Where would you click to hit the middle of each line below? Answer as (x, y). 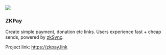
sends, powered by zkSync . (34, 37)
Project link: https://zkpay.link (37, 47)
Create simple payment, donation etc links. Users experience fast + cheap (83, 32)
